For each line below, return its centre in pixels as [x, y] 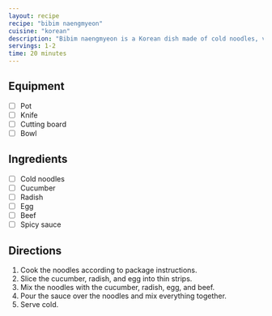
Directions [35, 251]
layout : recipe [34, 16]
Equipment [36, 86]
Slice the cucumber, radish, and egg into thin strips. [106, 279]
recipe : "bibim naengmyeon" [56, 23]
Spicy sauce [40, 224]
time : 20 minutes [38, 53]
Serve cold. [39, 305]
